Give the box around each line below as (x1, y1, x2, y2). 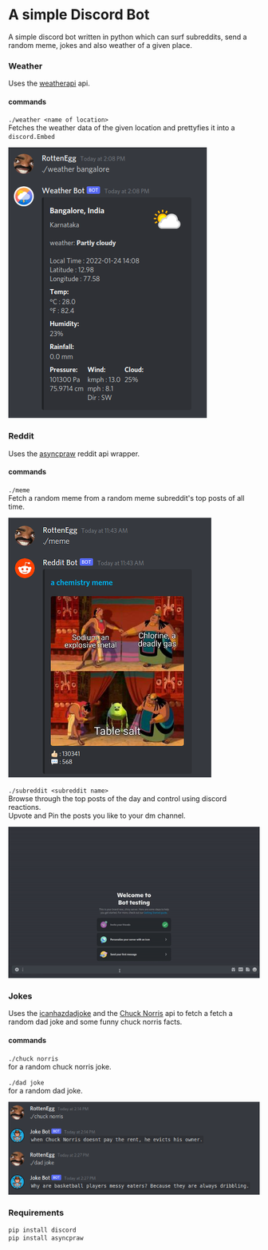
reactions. (8, 802, 41, 812)
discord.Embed (8, 133, 56, 141)
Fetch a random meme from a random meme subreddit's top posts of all (8, 493, 245, 502)
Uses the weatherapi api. (8, 78, 90, 89)
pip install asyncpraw (8, 1234, 84, 1243)
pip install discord (8, 1226, 77, 1235)
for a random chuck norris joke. (8, 1062, 112, 1071)
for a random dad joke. (8, 1085, 84, 1095)
